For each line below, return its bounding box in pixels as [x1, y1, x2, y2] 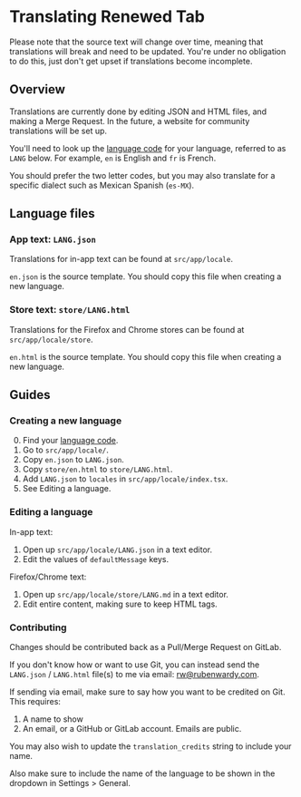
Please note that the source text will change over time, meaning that [9, 36, 264, 47]
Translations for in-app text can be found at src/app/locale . [9, 254, 234, 265]
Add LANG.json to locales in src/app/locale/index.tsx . [22, 473, 228, 484]
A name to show [22, 714, 83, 724]
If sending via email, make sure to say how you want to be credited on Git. [9, 686, 286, 697]
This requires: [9, 696, 62, 707]
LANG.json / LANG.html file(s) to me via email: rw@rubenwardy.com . [9, 669, 260, 680]
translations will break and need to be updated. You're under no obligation [9, 45, 286, 56]
